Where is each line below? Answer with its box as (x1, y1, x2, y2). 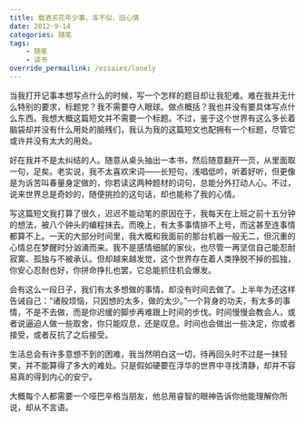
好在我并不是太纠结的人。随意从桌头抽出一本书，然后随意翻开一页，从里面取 (9, 154, 296, 165)
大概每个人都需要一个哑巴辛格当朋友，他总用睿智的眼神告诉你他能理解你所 (9, 390, 288, 401)
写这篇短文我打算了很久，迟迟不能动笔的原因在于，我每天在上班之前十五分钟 (9, 208, 296, 219)
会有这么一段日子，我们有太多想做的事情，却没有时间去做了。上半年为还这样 (9, 283, 296, 295)
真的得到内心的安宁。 (16, 371, 97, 382)
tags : (9, 38, 30, 48)
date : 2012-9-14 (9, 22, 71, 31)
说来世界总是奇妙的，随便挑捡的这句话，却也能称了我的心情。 (9, 188, 241, 200)
